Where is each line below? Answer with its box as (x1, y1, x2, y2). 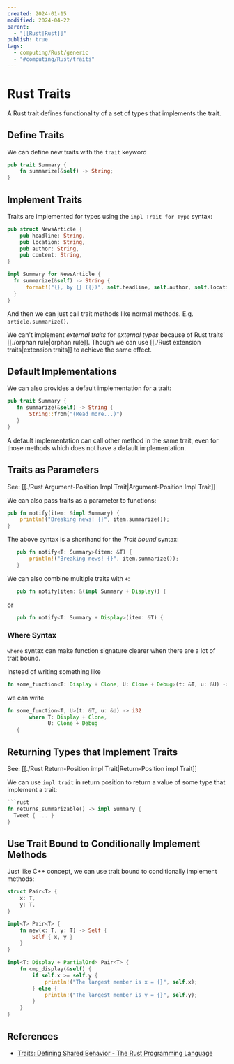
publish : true (7, 36, 49, 43)
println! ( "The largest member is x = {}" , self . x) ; (44, 978, 198, 986)
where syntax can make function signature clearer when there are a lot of (7, 646, 216, 654)
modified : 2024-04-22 (7, 17, 70, 24)
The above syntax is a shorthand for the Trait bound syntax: (7, 535, 179, 544)
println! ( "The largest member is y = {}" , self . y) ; (44, 991, 198, 998)
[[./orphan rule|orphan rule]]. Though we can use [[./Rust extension (7, 338, 201, 346)
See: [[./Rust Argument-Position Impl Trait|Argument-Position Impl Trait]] (7, 482, 216, 491)
